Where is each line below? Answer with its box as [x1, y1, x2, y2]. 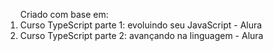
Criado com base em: [19, 9, 109, 20]
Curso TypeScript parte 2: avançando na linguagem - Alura [19, 30, 264, 41]
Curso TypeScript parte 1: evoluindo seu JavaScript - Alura [19, 19, 263, 31]
